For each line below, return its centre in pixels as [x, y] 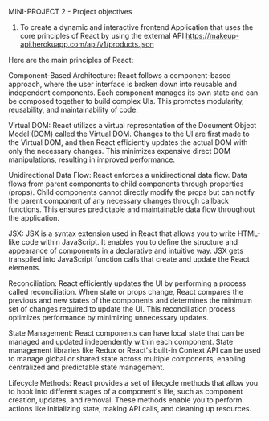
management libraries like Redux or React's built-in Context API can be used [134, 350]
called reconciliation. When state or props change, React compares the [126, 292]
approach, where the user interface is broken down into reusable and [123, 84]
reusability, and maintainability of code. [73, 109]
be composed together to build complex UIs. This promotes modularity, [126, 101]
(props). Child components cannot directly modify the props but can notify [132, 192]
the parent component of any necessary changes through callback [119, 201]
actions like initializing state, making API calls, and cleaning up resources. [130, 409]
